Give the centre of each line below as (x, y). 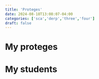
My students (31, 69)
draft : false (18, 23)
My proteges (31, 47)
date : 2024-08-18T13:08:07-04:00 (39, 14)
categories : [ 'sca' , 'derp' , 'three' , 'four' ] (50, 18)
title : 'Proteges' (24, 9)
